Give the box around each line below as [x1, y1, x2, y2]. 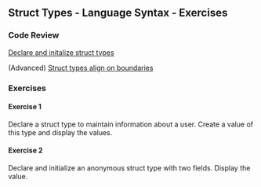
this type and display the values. [8, 127, 113, 137]
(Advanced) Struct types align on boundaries [8, 63, 154, 72]
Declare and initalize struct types [8, 47, 115, 57]
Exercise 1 [8, 102, 42, 112]
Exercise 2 [8, 145, 43, 156]
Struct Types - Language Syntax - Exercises [8, 6, 228, 20]
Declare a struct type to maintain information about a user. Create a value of [8, 119, 253, 129]
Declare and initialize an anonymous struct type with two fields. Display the [8, 163, 251, 173]
